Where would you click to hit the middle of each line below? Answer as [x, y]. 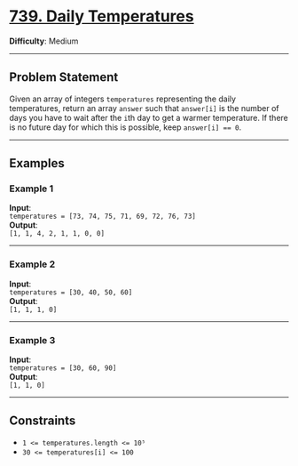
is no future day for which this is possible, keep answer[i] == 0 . [125, 127]
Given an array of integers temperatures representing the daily [123, 99]
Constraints [43, 421]
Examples [37, 163]
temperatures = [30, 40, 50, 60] [71, 292]
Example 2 [32, 264]
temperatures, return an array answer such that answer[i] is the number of [144, 108]
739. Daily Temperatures [102, 16]
